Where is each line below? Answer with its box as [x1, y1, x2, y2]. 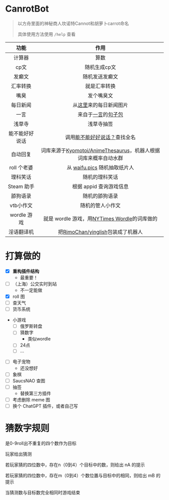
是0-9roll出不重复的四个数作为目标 [5, 440, 77, 446]
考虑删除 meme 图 [12, 396, 50, 403]
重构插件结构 [12, 268, 39, 274]
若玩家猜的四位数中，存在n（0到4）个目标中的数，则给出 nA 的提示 [5, 462, 145, 468]
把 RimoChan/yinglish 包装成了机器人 [57, 228, 143, 235]
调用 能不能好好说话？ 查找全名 [65, 133, 136, 140]
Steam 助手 [8, 183, 35, 190]
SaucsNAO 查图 [12, 377, 45, 384]
